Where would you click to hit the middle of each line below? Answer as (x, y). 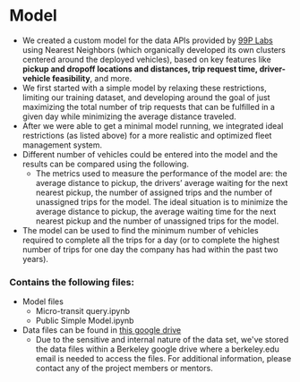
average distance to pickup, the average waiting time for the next (156, 211)
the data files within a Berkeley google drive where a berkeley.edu (158, 349)
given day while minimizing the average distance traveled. (129, 116)
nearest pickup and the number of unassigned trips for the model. (157, 221)
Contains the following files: (72, 282)
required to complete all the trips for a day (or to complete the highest (151, 240)
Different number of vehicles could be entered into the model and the (150, 154)
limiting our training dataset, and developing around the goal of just (146, 97)
